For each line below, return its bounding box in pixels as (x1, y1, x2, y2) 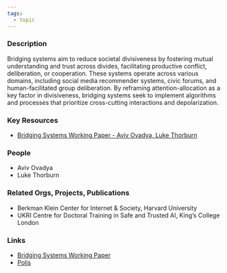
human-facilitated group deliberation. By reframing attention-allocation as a (7, 84, 221, 92)
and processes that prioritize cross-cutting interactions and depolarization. (7, 98, 219, 106)
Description (7, 39, 47, 49)
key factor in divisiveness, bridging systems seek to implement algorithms (7, 91, 216, 99)
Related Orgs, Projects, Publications (7, 188, 130, 198)
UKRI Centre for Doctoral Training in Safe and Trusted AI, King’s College (16, 211, 220, 219)
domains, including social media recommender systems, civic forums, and (7, 76, 217, 84)
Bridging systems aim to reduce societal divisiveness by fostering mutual (7, 54, 214, 62)
